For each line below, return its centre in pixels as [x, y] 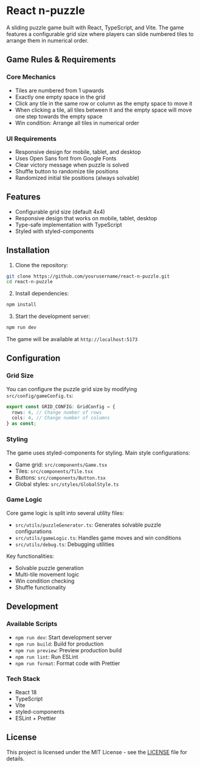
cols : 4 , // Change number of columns [61, 418]
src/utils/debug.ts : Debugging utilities [64, 544]
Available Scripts [32, 624]
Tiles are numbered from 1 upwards [60, 90]
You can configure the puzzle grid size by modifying [72, 389]
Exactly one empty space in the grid [60, 97]
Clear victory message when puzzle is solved [72, 165]
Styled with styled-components [54, 231]
